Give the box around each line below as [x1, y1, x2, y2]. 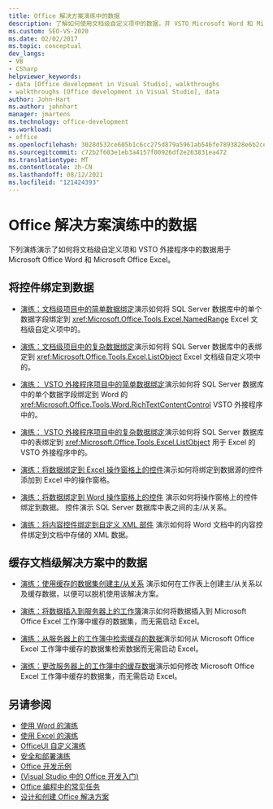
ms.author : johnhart [8, 103, 79, 111]
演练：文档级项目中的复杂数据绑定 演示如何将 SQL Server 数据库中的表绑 [19, 341, 262, 351]
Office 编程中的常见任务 [19, 782, 100, 792]
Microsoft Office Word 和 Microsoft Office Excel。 [8, 254, 175, 265]
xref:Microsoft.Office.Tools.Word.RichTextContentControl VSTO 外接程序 [19, 400, 263, 409]
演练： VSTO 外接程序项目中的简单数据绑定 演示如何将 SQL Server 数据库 [19, 379, 264, 389]
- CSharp [8, 65, 38, 73]
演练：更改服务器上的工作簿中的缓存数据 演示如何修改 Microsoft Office [19, 661, 255, 671]
